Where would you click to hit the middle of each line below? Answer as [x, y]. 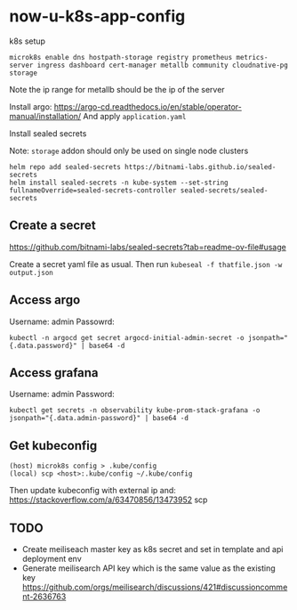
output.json [31, 272]
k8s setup [28, 41]
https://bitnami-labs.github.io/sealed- [200, 167]
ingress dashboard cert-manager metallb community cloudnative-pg [163, 65]
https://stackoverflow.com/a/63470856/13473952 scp [108, 500]
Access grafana [54, 373]
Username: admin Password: [62, 394]
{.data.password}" [43, 346]
